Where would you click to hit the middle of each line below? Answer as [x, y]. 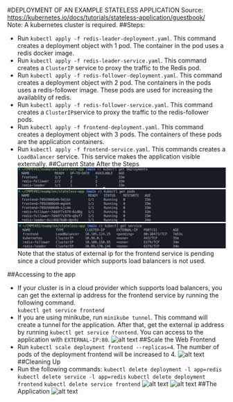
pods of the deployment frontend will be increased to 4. [97, 355]
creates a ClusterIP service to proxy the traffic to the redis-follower [113, 112]
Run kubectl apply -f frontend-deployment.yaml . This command [110, 127]
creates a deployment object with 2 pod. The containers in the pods [114, 82]
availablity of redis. [44, 97]
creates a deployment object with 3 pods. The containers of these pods [119, 134]
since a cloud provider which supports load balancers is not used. [111, 261]
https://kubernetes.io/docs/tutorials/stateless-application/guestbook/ [106, 17]
